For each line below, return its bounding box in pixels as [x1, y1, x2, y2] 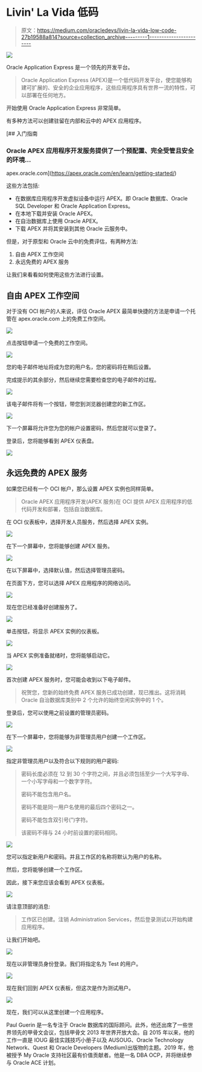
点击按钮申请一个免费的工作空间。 [6, 339, 91, 347]
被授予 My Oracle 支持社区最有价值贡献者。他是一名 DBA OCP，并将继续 [6, 1051, 187, 1059]
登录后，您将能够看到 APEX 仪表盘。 [6, 437, 98, 445]
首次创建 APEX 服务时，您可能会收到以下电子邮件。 [6, 676, 134, 683]
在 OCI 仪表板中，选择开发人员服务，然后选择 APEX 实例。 [6, 518, 152, 525]
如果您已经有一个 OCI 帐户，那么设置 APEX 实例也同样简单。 [6, 485, 157, 492]
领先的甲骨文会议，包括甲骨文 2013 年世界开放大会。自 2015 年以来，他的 [11, 1029, 195, 1036]
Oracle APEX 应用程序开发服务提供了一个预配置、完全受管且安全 [6, 146, 194, 154]
